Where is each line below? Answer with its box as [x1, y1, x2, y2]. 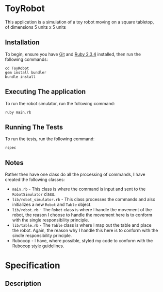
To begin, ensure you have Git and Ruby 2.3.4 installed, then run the [5, 51, 141, 57]
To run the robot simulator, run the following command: [5, 100, 115, 106]
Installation [5, 38, 40, 47]
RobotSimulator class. [12, 191, 56, 197]
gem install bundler [5, 70, 47, 75]
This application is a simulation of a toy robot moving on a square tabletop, [5, 19, 154, 25]
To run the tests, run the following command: [5, 136, 95, 142]
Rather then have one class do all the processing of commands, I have [5, 171, 146, 178]
